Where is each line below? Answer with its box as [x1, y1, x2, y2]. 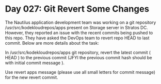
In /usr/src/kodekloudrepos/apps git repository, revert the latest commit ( [5, 50, 151, 55]
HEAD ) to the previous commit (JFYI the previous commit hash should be [5, 54, 152, 60]
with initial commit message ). [5, 60, 64, 66]
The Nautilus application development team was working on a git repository [5, 19, 156, 25]
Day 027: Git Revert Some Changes [5, 3, 149, 15]
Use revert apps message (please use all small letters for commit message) [5, 69, 156, 75]
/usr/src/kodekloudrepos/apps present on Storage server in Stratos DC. [5, 24, 148, 30]
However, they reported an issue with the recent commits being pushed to [5, 30, 153, 35]
